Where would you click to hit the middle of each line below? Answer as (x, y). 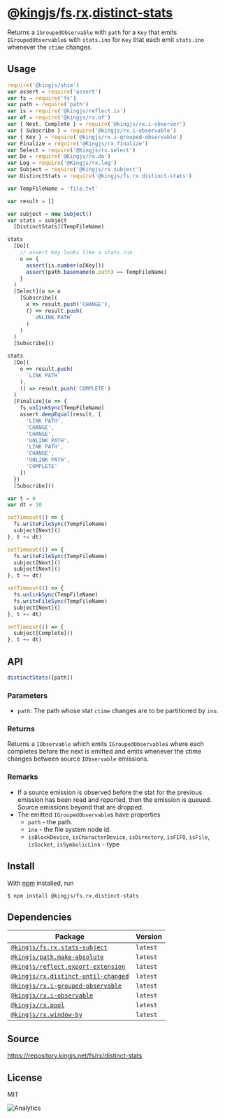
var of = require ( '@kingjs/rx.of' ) (59, 118)
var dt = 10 (24, 505)
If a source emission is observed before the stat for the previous (110, 792)
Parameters (27, 695)
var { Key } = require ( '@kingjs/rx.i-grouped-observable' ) (95, 137)
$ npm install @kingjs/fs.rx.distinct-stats (73, 895)
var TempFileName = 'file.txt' (53, 189)
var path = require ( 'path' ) (48, 105)
